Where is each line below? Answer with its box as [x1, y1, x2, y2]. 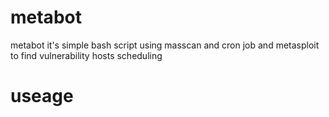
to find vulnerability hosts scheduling [10, 49, 163, 61]
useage [10, 85, 74, 108]
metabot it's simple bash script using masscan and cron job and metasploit [10, 39, 320, 51]
